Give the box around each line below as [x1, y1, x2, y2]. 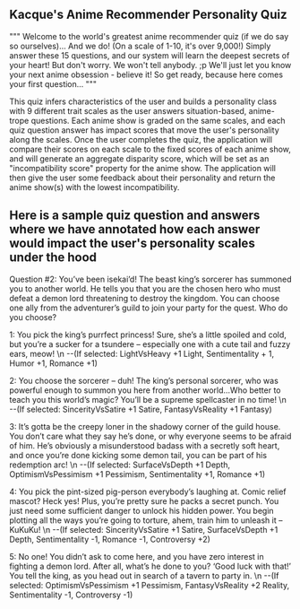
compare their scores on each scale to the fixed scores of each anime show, [9, 144, 291, 154]
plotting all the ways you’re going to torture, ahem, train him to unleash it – [9, 515, 283, 526]
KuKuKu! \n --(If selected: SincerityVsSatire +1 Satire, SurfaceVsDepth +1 [9, 524, 279, 535]
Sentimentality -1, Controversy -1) [9, 589, 133, 600]
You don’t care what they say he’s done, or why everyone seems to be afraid [9, 431, 292, 441]
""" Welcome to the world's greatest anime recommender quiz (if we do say [9, 30, 289, 41]
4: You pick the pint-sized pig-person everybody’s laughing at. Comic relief [9, 486, 287, 497]
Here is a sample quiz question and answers [9, 208, 261, 223]
